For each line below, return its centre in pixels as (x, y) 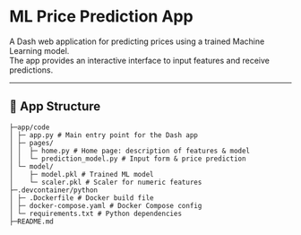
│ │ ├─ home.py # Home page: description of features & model (130, 151)
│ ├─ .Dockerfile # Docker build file (82, 198)
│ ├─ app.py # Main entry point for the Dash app (104, 135)
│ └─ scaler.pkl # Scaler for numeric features (106, 182)
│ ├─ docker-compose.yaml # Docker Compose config (106, 205)
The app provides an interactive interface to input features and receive (140, 60)
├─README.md (31, 222)
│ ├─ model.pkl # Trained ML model (82, 174)
